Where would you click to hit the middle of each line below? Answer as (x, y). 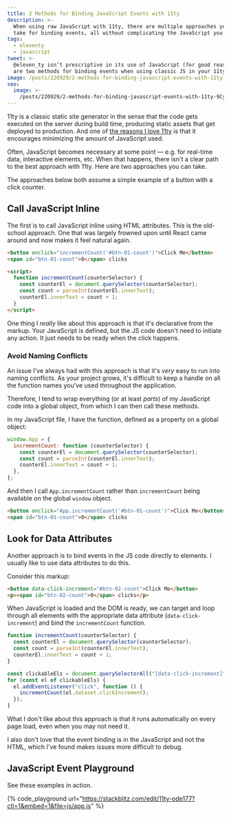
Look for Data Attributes (60, 539)
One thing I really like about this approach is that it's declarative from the (110, 323)
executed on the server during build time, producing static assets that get (111, 124)
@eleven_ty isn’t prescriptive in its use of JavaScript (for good (112, 65)
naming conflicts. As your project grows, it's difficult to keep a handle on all (114, 378)
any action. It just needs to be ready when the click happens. (93, 338)
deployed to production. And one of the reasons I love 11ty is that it (101, 131)
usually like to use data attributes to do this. (69, 563)
